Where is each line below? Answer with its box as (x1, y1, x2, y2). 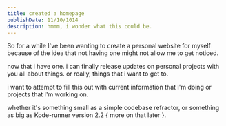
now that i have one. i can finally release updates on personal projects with (7, 63, 220, 71)
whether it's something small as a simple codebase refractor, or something (7, 104, 220, 112)
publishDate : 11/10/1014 (7, 17, 79, 23)
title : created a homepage (7, 10, 85, 17)
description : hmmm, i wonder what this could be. (7, 23, 153, 30)
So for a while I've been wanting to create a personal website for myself (7, 42, 212, 50)
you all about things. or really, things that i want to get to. (7, 70, 169, 78)
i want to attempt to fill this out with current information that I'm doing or (7, 83, 212, 92)
